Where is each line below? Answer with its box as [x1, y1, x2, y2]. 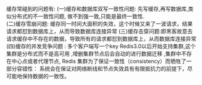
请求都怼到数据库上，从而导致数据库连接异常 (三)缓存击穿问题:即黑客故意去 [6, 28, 193, 35]
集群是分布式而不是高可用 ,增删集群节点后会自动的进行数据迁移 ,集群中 [6, 50, 181, 57]
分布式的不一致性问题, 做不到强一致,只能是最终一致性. [11, 13, 145, 20]
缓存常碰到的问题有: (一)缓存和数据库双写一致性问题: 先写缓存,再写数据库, [6, 5, 189, 12]
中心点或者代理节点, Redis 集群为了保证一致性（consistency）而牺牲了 [11, 57, 187, 65]
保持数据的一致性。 [22, 72, 70, 80]
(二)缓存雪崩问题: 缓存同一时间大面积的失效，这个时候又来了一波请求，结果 [6, 20, 193, 27]
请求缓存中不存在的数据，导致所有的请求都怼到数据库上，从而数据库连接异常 [6, 35, 197, 42]
